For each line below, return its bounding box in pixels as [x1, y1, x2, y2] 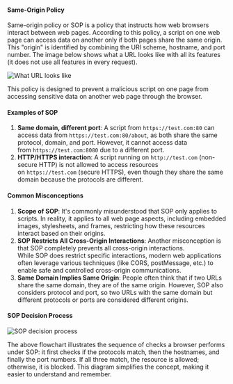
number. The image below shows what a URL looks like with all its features [7, 51, 221, 59]
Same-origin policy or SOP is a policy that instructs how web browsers [7, 21, 209, 29]
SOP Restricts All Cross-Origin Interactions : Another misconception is [17, 237, 221, 245]
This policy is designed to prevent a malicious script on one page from [7, 85, 209, 93]
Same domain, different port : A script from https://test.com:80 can [17, 124, 215, 132]
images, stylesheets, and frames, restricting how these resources [17, 221, 205, 230]
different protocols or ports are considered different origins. [17, 296, 189, 304]
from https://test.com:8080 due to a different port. [17, 146, 165, 154]
